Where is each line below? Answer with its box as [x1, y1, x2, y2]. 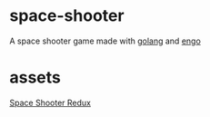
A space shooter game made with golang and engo [9, 35, 202, 46]
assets [9, 67, 62, 88]
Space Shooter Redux [9, 97, 91, 108]
